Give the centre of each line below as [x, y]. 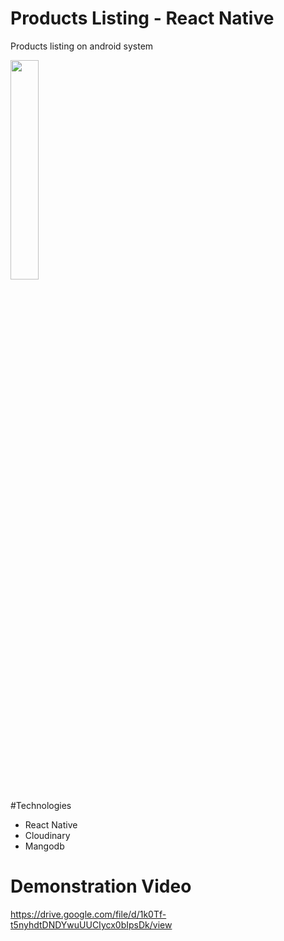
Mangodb [44, 846]
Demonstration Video [101, 886]
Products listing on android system [82, 46]
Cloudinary [47, 835]
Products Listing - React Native [142, 18]
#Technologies [41, 805]
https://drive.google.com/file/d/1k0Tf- [88, 914]
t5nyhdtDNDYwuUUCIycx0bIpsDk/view [91, 924]
